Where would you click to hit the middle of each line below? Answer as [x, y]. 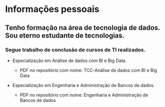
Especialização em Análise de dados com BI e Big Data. [70, 60]
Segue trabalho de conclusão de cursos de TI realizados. [75, 49]
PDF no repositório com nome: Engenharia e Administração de [84, 95]
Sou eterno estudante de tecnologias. [65, 35]
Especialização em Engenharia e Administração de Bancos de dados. [83, 85]
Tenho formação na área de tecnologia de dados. [83, 28]
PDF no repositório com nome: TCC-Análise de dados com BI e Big [88, 70]
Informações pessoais [52, 9]
